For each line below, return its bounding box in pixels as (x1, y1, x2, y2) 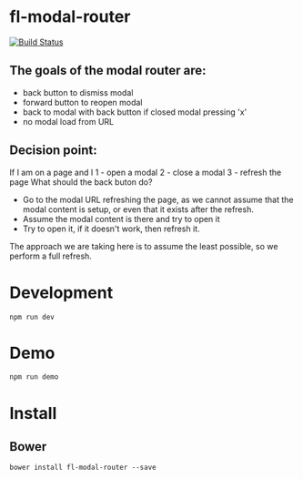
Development (9, 282, 114, 302)
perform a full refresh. (9, 250, 93, 261)
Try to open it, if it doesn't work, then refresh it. (22, 223, 200, 234)
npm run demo (9, 372, 59, 382)
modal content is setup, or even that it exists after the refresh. (22, 203, 255, 215)
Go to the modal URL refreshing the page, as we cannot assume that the (22, 194, 294, 205)
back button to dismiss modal (22, 87, 134, 97)
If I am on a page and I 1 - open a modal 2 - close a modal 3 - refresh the (9, 167, 282, 178)
